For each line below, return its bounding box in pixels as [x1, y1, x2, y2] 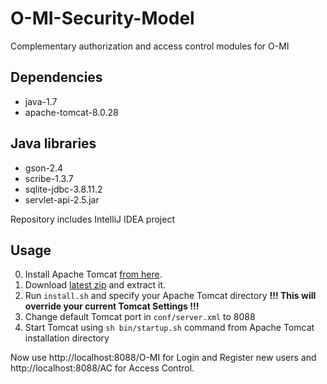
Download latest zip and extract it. [24, 279, 167, 291]
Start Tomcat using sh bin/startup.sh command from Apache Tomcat [24, 322, 315, 334]
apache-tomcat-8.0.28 [24, 106, 119, 118]
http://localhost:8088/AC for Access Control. [10, 362, 195, 374]
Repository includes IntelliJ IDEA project [10, 213, 175, 225]
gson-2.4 [24, 162, 64, 174]
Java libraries [10, 135, 97, 152]
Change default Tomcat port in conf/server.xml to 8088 [24, 311, 256, 323]
